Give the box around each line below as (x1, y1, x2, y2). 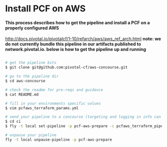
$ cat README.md (5, 92, 39, 97)
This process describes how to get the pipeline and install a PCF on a (5, 19, 150, 25)
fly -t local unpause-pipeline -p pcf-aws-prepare (5, 137, 112, 142)
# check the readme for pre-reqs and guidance (5, 87, 103, 92)
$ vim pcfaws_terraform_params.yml (5, 105, 79, 110)
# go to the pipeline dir (5, 74, 59, 79)
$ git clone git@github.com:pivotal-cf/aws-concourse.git (5, 65, 128, 70)
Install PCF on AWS (5, 3, 86, 14)
